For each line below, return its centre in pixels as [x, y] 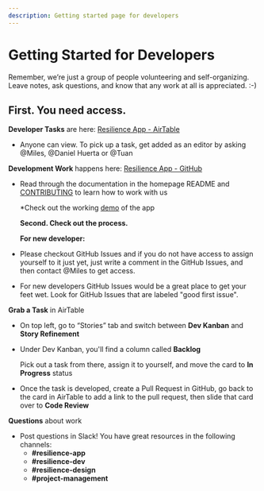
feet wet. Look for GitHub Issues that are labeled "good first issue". [129, 295]
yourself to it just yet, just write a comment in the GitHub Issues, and [131, 262]
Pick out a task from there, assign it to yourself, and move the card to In [136, 365]
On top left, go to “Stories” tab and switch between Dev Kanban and [132, 326]
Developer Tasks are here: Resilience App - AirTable [94, 130]
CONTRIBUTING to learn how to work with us [94, 192]
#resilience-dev [58, 462]
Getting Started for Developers [112, 54]
